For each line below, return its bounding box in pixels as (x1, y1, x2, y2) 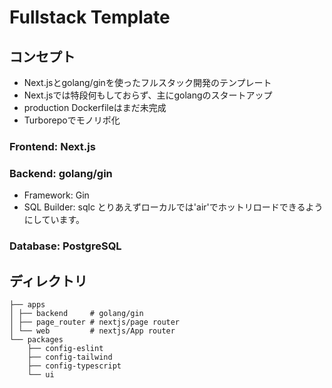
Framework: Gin (23, 189, 90, 201)
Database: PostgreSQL (9, 239, 122, 253)
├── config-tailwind (27, 352, 113, 362)
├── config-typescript (27, 361, 122, 371)
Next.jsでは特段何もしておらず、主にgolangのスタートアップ (23, 89, 273, 101)
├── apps (9, 299, 46, 310)
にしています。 (23, 214, 85, 226)
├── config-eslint (27, 343, 104, 353)
